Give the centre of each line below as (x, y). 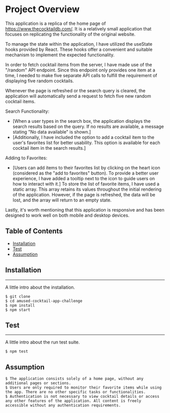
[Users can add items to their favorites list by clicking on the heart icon (86, 167)
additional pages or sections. (38, 383)
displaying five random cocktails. (40, 81)
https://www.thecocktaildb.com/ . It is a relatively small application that (78, 28)
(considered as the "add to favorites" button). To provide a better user (86, 173)
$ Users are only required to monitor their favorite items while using (83, 388)
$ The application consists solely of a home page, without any (74, 379)
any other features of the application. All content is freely (73, 401)
